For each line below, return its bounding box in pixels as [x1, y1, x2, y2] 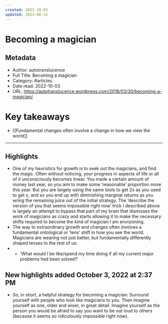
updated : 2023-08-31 [5, 12, 48, 17]
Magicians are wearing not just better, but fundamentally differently [12, 235, 151, 241]
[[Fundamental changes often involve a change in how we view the [12, 127, 150, 133]
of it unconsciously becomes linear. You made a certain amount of [12, 176, 149, 182]
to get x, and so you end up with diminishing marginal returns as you [12, 192, 153, 198]
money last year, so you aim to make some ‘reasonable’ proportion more [12, 182, 161, 188]
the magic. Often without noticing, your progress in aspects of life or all [12, 171, 159, 177]
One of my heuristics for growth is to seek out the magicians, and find [12, 166, 156, 172]
